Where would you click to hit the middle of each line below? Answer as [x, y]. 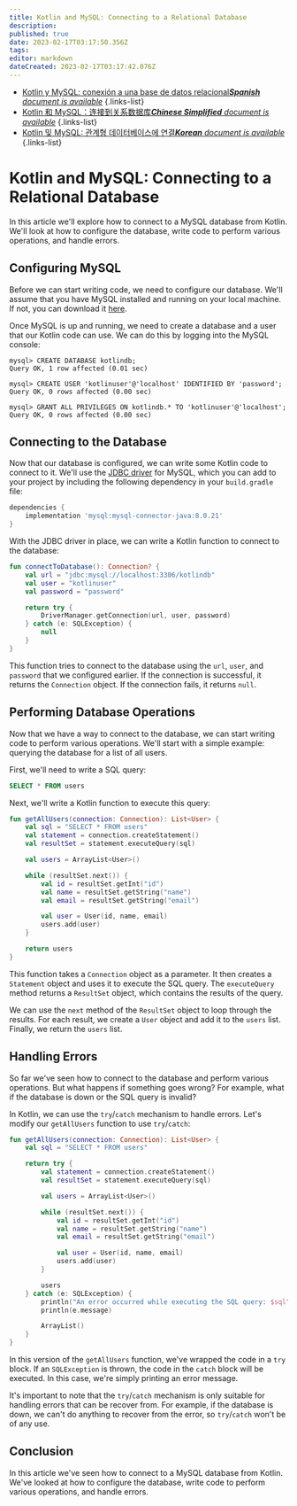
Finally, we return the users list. [66, 1029]
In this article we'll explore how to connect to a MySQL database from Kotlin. [148, 221]
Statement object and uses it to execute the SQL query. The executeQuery [142, 983]
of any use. [30, 1424]
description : [33, 26]
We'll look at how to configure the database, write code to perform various [145, 230]
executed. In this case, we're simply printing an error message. [124, 1378]
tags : [19, 50]
